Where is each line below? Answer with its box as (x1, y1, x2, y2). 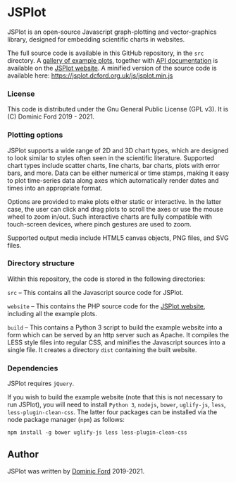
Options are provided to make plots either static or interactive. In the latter (7, 197, 222, 205)
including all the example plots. (7, 309, 97, 318)
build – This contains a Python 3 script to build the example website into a (7, 323, 223, 332)
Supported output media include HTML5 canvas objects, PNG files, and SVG (7, 234, 229, 242)
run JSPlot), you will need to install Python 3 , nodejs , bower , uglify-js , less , (7, 400, 227, 409)
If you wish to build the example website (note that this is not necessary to (7, 393, 223, 402)
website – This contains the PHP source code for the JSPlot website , (7, 301, 206, 311)
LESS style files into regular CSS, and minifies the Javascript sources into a (7, 338, 225, 347)
